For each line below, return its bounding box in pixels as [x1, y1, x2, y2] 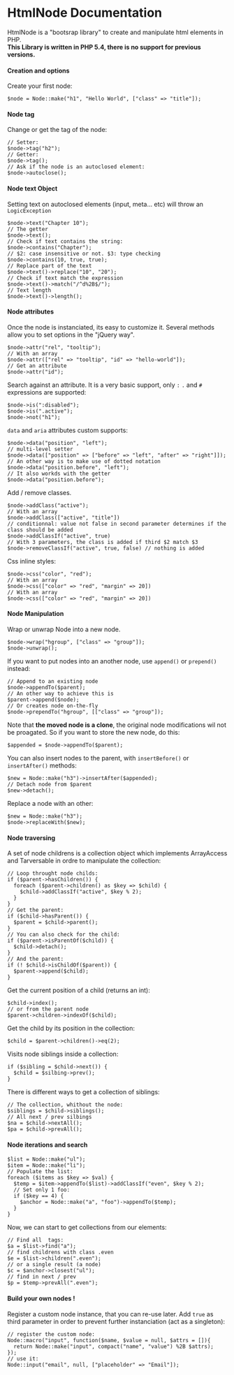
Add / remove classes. [7, 488, 72, 497]
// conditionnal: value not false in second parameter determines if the [7, 520, 227, 527]
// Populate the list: [7, 1168, 73, 1175]
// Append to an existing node [7, 677, 98, 685]
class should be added [7, 526, 73, 534]
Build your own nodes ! [7, 1294, 75, 1302]
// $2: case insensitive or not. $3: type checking [7, 250, 161, 257]
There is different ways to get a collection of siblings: [7, 1088, 160, 1096]
